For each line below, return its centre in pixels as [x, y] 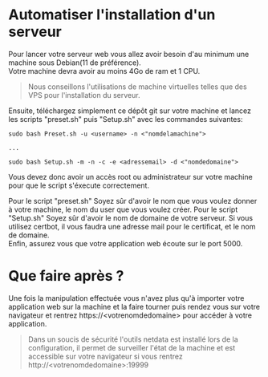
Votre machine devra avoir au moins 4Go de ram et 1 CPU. [104, 71]
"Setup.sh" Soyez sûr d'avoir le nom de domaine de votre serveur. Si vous [131, 217]
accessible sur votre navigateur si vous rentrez [105, 356]
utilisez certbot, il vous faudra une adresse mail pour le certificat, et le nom [132, 226]
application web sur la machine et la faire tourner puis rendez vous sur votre [134, 306]
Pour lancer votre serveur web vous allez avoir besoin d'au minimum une [129, 54]
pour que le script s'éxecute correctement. [79, 185]
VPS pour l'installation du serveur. [84, 95]
